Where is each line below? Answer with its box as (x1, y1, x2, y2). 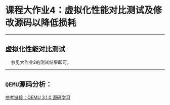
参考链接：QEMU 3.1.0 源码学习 (5, 94, 71, 100)
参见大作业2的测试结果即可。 (11, 59, 72, 65)
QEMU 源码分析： (5, 80, 52, 88)
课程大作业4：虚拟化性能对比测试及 (5, 5, 153, 16)
